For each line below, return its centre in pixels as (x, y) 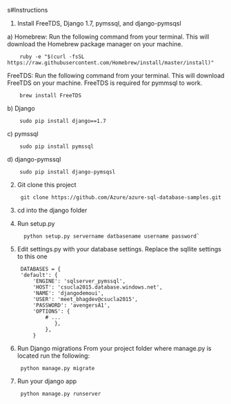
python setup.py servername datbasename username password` (112, 236)
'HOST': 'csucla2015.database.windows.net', (98, 287)
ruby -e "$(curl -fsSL (52, 57)
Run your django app (47, 381)
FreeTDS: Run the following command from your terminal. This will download (116, 76)
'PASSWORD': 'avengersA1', (71, 305)
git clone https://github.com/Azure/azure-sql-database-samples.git (121, 198)
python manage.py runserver (61, 394)
